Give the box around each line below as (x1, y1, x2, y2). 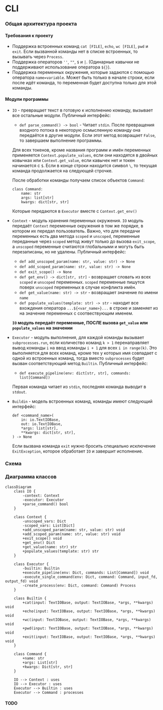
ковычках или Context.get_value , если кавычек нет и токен (12, 157, 135, 163)
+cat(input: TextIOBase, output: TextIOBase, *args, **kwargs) (22, 600, 153, 605)
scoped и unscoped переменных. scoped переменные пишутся (19, 279, 145, 285)
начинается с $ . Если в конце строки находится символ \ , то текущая (12, 162, 157, 168)
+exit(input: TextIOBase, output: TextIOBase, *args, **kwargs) (22, 634, 156, 639)
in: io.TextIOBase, (21, 417, 61, 422)
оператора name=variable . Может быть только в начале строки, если (12, 74, 155, 81)
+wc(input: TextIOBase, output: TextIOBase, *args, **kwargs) (22, 617, 151, 622)
